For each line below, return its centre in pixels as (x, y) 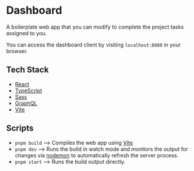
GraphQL (26, 103)
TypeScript (28, 91)
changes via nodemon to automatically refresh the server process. (97, 155)
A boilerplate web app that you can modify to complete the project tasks (95, 27)
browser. (17, 51)
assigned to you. (27, 33)
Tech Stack (27, 70)
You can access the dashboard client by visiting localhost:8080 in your (93, 45)
